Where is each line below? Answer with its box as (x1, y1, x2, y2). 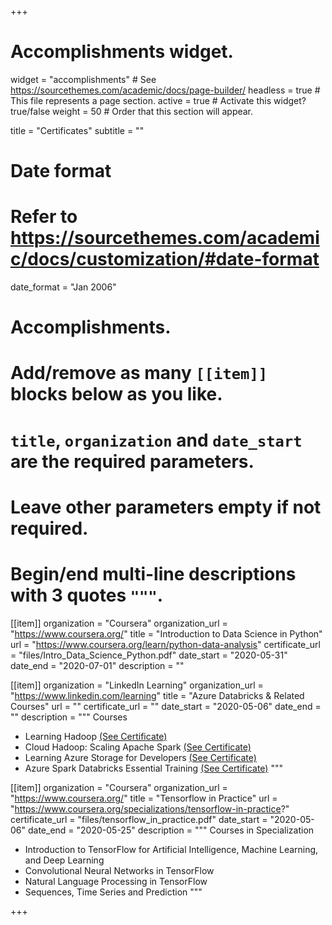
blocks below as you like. (10, 383, 223, 406)
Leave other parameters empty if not (10, 496, 322, 518)
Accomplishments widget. (10, 41, 234, 63)
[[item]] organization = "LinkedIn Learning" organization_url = (10, 679, 264, 691)
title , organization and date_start (10, 429, 303, 451)
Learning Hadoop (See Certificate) (24, 730, 168, 742)
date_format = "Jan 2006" (10, 281, 117, 293)
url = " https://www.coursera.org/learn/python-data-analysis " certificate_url (10, 638, 321, 650)
